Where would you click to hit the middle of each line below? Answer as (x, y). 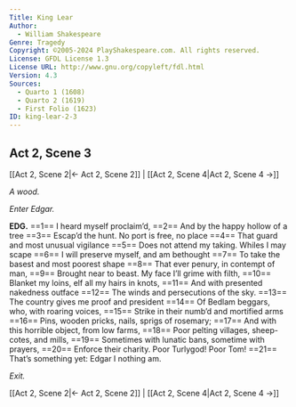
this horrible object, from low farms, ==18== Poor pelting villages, (130, 330)
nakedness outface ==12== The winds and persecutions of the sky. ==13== (148, 292)
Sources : (25, 84)
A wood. (24, 191)
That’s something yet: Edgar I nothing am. (85, 358)
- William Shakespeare (59, 34)
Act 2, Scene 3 (50, 153)
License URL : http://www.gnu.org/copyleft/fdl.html (107, 68)
